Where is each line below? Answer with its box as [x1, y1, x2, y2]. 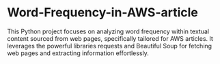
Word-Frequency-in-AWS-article [7, 5, 198, 20]
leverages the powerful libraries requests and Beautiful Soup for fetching [7, 42, 212, 50]
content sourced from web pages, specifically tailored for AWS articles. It [7, 34, 214, 42]
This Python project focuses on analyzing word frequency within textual [7, 27, 210, 35]
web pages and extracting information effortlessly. [7, 49, 149, 57]
